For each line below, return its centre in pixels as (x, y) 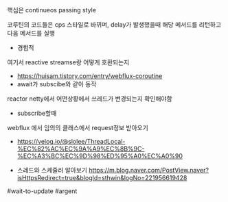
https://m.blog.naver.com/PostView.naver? (149, 170)
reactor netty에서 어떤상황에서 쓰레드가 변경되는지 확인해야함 (90, 99)
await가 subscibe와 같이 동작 (57, 84)
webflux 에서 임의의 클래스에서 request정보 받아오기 (78, 128)
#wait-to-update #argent (42, 191)
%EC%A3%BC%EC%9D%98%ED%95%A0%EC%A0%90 (100, 156)
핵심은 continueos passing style (52, 10)
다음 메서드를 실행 (31, 33)
